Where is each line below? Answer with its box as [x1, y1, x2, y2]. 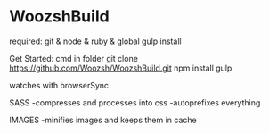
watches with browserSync [9, 80, 110, 90]
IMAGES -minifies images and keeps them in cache [9, 114, 198, 125]
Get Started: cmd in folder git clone [9, 53, 138, 63]
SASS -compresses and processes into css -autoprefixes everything [9, 96, 261, 108]
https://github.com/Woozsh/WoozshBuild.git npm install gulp [9, 63, 232, 73]
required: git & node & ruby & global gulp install [9, 36, 182, 46]
